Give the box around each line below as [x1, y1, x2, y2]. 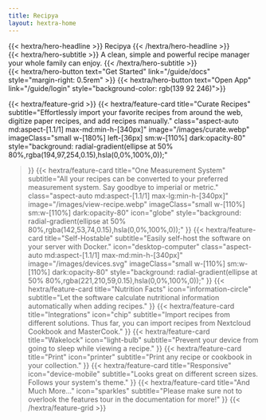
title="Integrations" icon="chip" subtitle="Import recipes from [27, 309, 231, 319]
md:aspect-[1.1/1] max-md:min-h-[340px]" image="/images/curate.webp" [8, 125, 250, 134]
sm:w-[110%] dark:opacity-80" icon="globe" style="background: [27, 208, 241, 217]
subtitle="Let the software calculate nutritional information [27, 292, 220, 302]
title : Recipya [8, 11, 59, 20]
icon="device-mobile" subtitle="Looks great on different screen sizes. [27, 369, 259, 378]
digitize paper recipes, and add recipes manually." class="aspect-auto [8, 116, 239, 125]
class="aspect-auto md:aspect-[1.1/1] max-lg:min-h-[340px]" [27, 191, 229, 200]
